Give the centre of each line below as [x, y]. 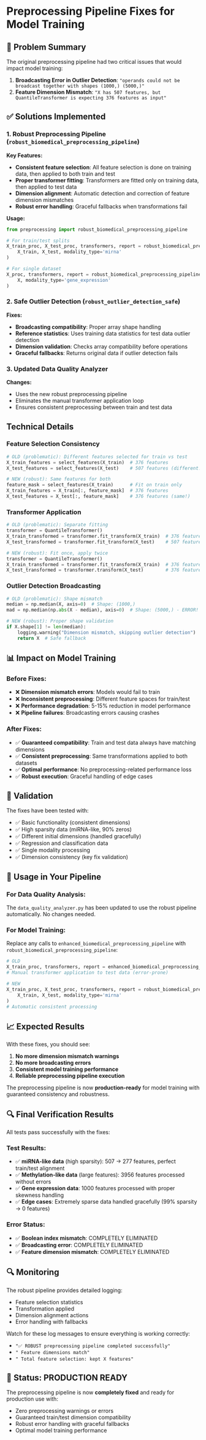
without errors [33, 1182]
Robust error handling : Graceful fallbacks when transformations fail [101, 206]
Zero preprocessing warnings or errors [64, 1411]
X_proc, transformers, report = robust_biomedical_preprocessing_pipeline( [105, 274]
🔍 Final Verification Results [60, 1114]
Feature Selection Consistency [53, 444]
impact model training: [35, 68]
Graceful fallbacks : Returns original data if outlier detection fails [97, 353]
